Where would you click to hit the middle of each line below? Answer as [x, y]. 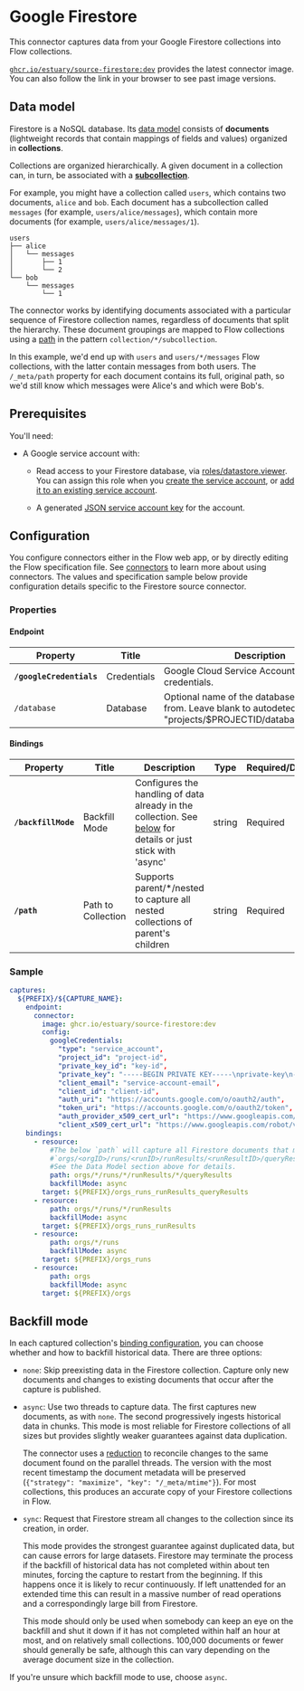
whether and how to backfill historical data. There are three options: [136, 1353]
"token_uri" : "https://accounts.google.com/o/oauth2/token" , [176, 1108]
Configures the [167, 783]
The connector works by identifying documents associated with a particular [150, 310]
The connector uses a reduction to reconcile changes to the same [145, 1453]
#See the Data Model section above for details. [143, 1167]
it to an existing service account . [97, 489]
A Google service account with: [81, 453]
